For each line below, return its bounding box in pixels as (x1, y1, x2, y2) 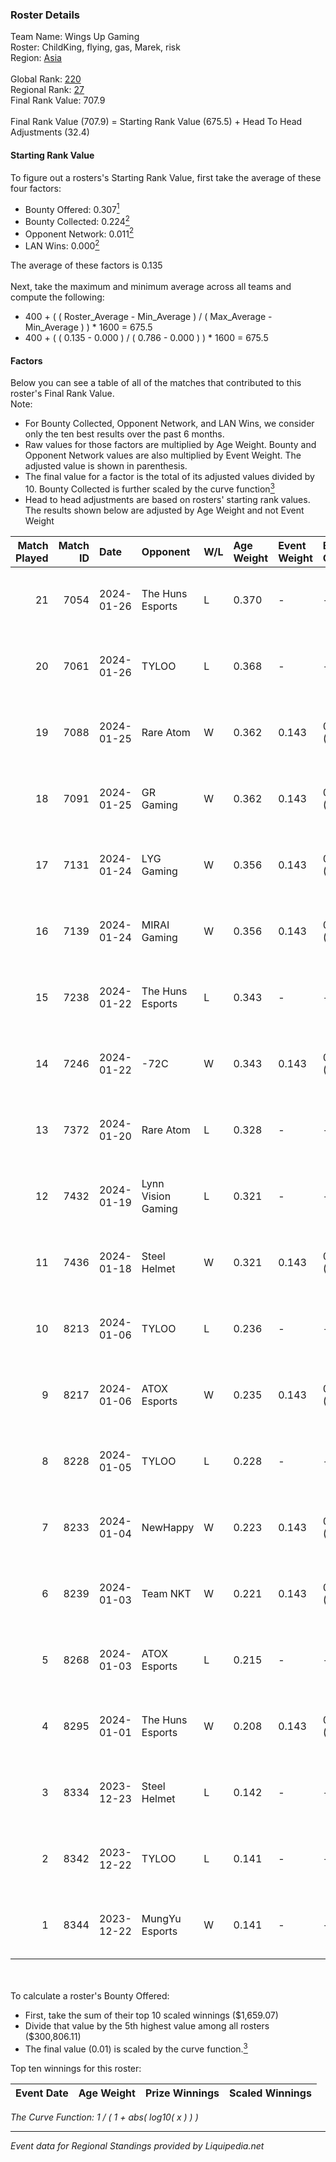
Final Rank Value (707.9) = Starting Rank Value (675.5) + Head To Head (10, 116, 303, 128)
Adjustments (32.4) (10, 126, 90, 138)
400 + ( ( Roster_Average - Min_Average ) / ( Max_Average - (24, 311, 273, 323)
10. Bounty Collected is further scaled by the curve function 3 (24, 481, 275, 495)
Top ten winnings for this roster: (10, 2062, 142, 2074)
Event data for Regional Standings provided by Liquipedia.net (10, 2139, 265, 2152)
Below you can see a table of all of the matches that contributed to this (10, 377, 302, 389)
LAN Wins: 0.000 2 (24, 238, 100, 252)
